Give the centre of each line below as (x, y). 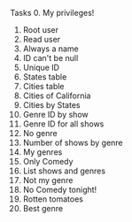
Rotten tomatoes (53, 199)
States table (45, 77)
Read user (42, 39)
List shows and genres (64, 171)
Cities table (43, 86)
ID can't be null (50, 58)
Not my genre (48, 180)
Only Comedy (48, 161)
